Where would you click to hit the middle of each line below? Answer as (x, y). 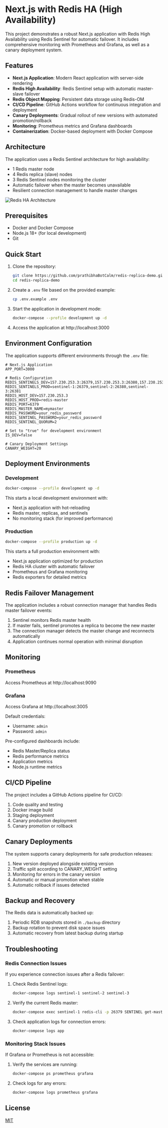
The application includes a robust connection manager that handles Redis (81, 605)
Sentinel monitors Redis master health (51, 620)
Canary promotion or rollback (43, 826)
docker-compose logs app (38, 1031)
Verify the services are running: (45, 1065)
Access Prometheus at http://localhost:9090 (51, 683)
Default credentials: (25, 716)
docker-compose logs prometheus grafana (55, 1092)
